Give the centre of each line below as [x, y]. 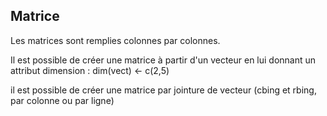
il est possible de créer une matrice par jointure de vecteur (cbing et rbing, [163, 90]
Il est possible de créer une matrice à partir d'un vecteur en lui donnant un [163, 60]
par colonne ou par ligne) [62, 100]
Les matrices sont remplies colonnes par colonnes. [115, 40]
